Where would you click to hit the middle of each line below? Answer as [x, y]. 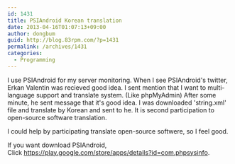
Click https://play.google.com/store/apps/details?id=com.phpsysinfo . [109, 152]
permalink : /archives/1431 [47, 47]
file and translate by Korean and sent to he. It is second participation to [111, 110]
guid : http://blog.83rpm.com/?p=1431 [63, 40]
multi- [216, 87]
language [21, 95]
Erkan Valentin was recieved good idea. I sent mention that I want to [107, 87]
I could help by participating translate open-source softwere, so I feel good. [118, 131]
